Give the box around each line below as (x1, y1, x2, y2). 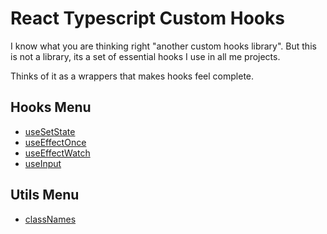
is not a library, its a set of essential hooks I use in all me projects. (10, 50, 281, 62)
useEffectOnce (24, 136, 87, 148)
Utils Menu (10, 187, 80, 204)
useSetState (24, 125, 76, 137)
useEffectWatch (24, 147, 91, 159)
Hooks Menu (10, 99, 92, 116)
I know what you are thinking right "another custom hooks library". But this (10, 40, 317, 52)
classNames (24, 213, 77, 225)
